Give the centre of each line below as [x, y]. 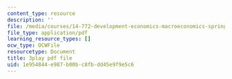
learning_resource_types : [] [49, 39]
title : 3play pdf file [40, 58]
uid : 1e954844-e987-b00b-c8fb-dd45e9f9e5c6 [71, 65]
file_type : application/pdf [48, 33]
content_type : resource [41, 13]
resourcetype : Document [41, 52]
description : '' [30, 20]
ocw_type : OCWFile [33, 45]
